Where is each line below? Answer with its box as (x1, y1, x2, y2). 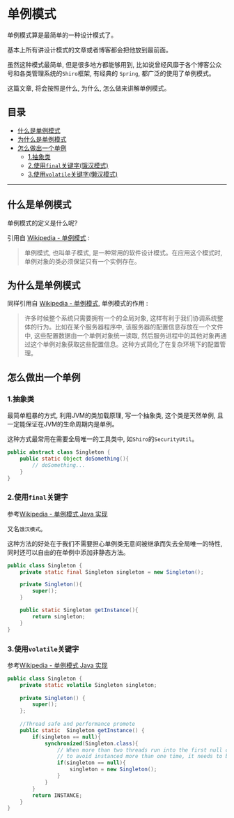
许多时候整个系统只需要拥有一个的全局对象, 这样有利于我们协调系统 (24, 314, 217, 322)
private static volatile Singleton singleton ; (19, 681, 157, 688)
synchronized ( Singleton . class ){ (44, 740, 139, 747)
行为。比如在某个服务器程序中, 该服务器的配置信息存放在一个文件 (36, 322, 224, 332)
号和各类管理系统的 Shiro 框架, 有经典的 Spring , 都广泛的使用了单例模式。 (7, 69, 215, 77)
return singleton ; (32, 613, 86, 620)
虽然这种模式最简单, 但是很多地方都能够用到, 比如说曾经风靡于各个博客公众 (7, 60, 221, 68)
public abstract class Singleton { (7, 449, 111, 456)
